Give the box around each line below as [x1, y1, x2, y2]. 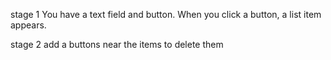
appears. [10, 19, 47, 31]
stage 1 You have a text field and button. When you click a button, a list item [10, 9, 322, 20]
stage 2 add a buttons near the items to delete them [10, 39, 224, 50]
